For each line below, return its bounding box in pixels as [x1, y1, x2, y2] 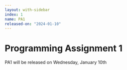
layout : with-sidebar [5, 7, 50, 12]
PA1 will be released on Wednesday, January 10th [5, 59, 107, 65]
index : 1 [5, 12, 23, 17]
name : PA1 [5, 16, 26, 21]
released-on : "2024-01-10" [5, 21, 61, 26]
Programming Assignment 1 [5, 43, 122, 54]
